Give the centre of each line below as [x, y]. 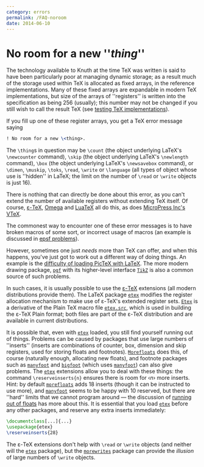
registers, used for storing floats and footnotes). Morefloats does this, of [97, 352]
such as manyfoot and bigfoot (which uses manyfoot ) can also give [89, 365]
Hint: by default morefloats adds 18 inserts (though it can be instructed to [98, 384]
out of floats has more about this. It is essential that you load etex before [97, 404]
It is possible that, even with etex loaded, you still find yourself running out [100, 332]
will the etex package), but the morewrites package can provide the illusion [100, 451]
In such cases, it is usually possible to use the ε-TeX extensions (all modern [101, 288]
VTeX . [14, 214]
